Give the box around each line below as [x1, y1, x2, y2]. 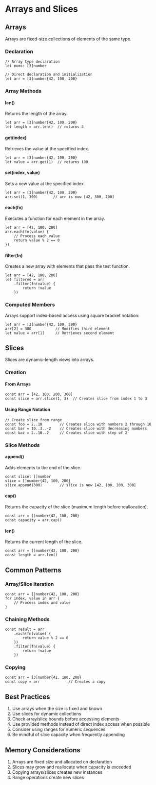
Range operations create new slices [12, 775, 84, 781]
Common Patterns [5, 566, 62, 574]
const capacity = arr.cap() [5, 518, 62, 523]
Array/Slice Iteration [5, 580, 54, 587]
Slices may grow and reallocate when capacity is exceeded [12, 764, 132, 770]
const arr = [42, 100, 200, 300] [5, 392, 73, 397]
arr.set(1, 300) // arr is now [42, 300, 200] [5, 194, 115, 199]
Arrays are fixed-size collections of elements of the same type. [5, 36, 132, 42]
